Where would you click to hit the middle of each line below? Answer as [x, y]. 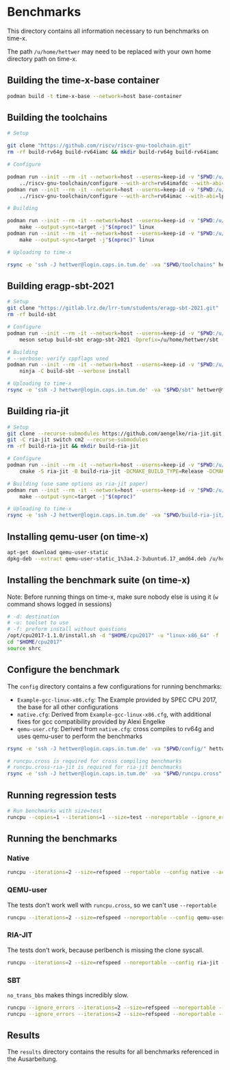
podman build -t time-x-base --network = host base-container [95, 96]
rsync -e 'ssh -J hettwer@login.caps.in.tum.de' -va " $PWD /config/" [107, 748]
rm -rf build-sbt [32, 315]
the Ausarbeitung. [33, 1059]
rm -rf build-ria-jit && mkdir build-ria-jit [73, 447]
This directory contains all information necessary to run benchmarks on [108, 31]
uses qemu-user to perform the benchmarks [79, 736]
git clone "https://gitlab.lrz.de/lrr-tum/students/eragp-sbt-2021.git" [113, 308]
